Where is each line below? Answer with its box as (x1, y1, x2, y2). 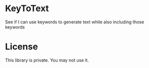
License (5, 41, 38, 52)
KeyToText (5, 3, 49, 14)
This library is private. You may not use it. (5, 57, 89, 63)
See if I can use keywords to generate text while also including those (5, 19, 144, 25)
